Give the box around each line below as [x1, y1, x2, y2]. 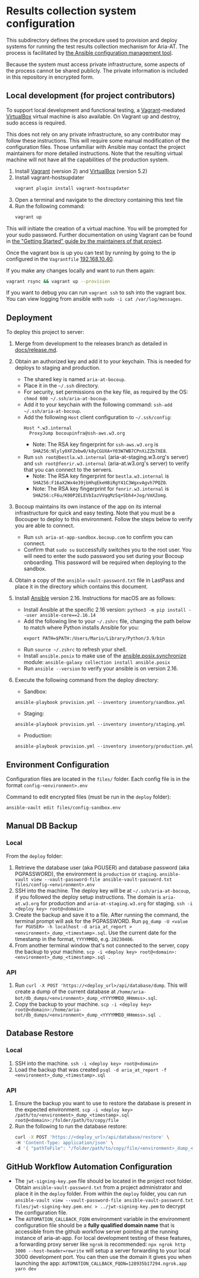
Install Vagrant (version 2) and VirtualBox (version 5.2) [14, 167, 148, 174]
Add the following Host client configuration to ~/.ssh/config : [23, 414, 172, 421]
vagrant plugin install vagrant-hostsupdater [14, 185, 129, 191]
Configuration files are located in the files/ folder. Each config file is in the [6, 775, 190, 783]
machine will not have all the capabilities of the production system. [6, 156, 169, 163]
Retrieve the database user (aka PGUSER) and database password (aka [14, 864, 190, 871]
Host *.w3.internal [23, 425, 72, 431]
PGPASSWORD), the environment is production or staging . [14, 870, 159, 877]
